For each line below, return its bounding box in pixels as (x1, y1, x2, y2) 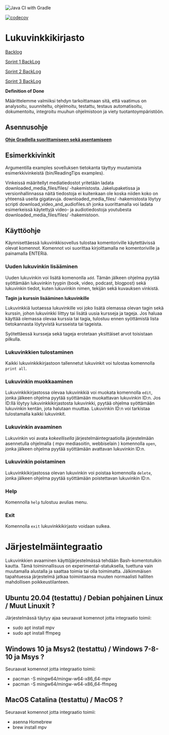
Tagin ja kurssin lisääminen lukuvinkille (5, 295, 89, 301)
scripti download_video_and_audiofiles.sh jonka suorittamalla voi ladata (5, 201, 153, 207)
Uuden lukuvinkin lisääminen (5, 263, 78, 270)
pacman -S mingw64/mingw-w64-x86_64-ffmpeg (12, 681, 118, 687)
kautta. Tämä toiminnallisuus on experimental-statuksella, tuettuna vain (5, 563, 153, 569)
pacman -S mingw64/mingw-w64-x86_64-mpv (12, 676, 111, 682)
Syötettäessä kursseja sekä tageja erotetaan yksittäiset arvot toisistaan (5, 330, 153, 336)
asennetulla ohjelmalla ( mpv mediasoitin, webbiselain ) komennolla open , (5, 440, 156, 446)
